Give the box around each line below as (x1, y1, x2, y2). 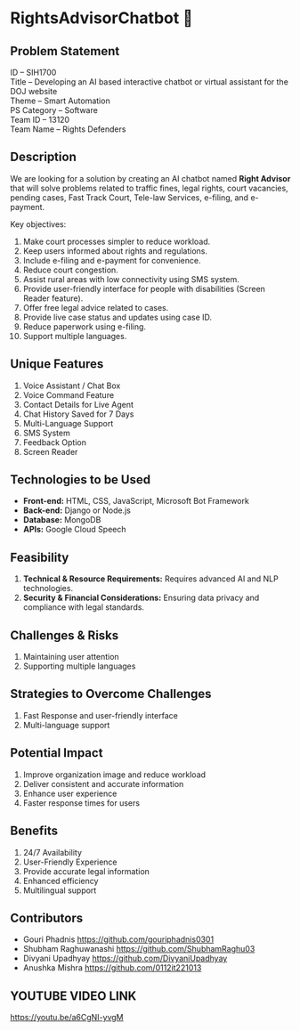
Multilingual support (22, 885, 97, 896)
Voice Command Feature (22, 389, 115, 400)
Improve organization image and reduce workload (22, 769, 207, 780)
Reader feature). (22, 293, 84, 304)
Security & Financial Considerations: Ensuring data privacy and (22, 592, 260, 604)
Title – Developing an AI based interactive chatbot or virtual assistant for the (10, 77, 288, 87)
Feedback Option (22, 436, 87, 448)
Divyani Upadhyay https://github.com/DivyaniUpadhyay (22, 953, 228, 964)
